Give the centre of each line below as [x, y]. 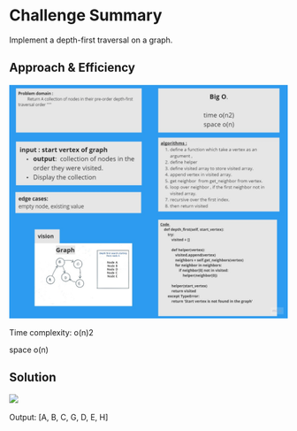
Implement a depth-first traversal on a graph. [91, 40]
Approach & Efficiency [72, 68]
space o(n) [29, 350]
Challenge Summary [86, 15]
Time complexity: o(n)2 [52, 333]
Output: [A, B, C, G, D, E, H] [59, 417]
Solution [33, 377]
